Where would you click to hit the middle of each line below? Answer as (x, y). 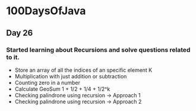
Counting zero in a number (48, 83)
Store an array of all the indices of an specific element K (83, 70)
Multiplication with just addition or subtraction (71, 76)
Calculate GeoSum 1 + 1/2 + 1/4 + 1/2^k (62, 89)
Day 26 (20, 33)
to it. (13, 57)
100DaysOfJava (46, 11)
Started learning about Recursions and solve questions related (98, 50)
